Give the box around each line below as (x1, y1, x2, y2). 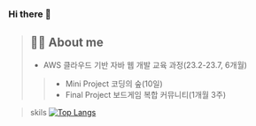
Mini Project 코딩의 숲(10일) (65, 78, 163, 89)
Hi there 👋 (8, 8, 52, 20)
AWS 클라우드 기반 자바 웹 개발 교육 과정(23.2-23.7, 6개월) (43, 59, 247, 70)
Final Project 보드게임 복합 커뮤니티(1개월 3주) (65, 89, 227, 100)
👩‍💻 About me (29, 35, 104, 50)
